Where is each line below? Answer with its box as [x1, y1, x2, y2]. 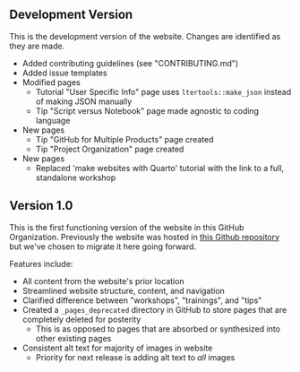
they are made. [9, 40, 65, 51]
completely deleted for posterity [21, 314, 141, 324]
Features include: [9, 258, 73, 269]
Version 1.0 [9, 198, 73, 213]
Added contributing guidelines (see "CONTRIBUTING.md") [21, 57, 239, 68]
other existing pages [35, 333, 112, 343]
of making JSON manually [35, 96, 133, 107]
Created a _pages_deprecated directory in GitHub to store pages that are [21, 304, 287, 315]
